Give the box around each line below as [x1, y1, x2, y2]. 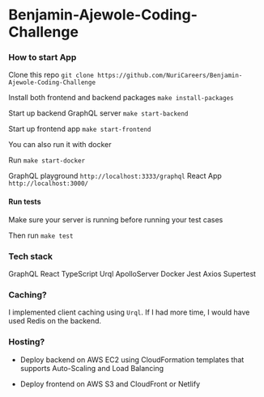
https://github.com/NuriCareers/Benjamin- [96, 71, 243, 80]
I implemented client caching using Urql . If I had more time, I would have [8, 307, 250, 317]
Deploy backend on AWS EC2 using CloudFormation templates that [19, 354, 245, 365]
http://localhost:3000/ [8, 179, 89, 188]
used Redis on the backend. [8, 316, 102, 326]
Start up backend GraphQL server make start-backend [8, 108, 189, 118]
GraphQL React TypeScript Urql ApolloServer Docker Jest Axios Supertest [8, 268, 257, 278]
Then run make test [8, 230, 74, 240]
